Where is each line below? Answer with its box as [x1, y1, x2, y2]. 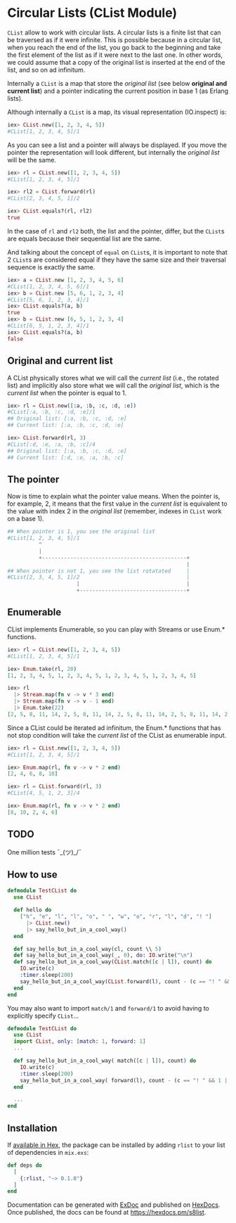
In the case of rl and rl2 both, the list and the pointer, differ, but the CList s [7, 226, 225, 235]
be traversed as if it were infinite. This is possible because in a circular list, [7, 35, 223, 44]
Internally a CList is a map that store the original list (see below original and [7, 79, 228, 87]
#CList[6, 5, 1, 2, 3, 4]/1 [7, 322, 90, 330]
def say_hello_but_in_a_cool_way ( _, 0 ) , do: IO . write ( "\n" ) [13, 952, 193, 959]
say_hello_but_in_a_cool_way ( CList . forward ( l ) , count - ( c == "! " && [20, 978, 231, 985]
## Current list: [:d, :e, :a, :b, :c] [7, 454, 124, 461]
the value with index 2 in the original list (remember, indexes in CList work [7, 507, 222, 516]
